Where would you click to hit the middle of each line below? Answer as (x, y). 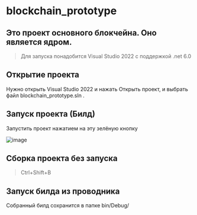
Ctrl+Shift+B (36, 172)
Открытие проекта (43, 75)
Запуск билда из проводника (63, 191)
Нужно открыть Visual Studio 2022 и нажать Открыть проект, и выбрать (97, 89)
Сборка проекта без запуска (62, 158)
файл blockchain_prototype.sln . (45, 95)
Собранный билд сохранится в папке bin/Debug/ (68, 206)
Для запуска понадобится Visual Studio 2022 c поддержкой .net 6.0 (106, 56)
